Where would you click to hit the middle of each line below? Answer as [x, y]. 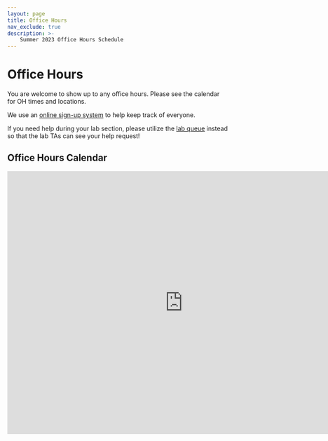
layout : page [26, 14]
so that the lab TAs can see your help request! [74, 136]
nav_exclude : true [34, 27]
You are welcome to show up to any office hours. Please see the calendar [114, 94]
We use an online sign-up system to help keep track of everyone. [101, 115]
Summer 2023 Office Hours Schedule [72, 40]
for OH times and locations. [47, 102]
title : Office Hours [37, 20]
